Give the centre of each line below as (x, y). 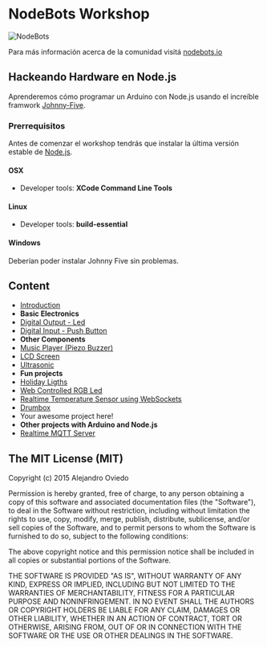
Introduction (40, 305)
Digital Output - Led (53, 322)
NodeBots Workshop (79, 14)
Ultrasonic (37, 365)
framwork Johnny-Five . (47, 104)
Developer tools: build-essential (74, 224)
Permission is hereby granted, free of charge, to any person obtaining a (126, 493)
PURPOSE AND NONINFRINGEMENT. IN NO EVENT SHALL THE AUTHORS (131, 602)
